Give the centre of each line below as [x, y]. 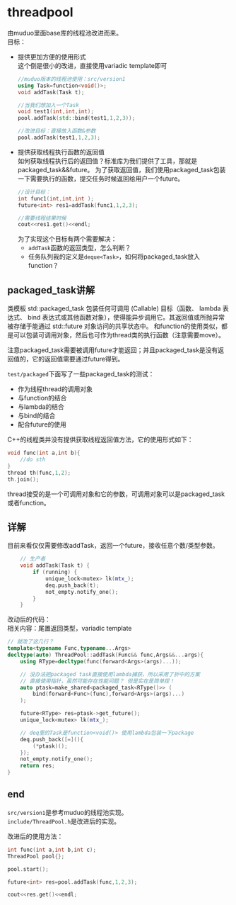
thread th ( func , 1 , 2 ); [39, 473]
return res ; [37, 766]
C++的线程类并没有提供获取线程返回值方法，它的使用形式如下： [100, 439]
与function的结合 [42, 398]
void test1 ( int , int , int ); [55, 112]
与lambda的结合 [41, 407]
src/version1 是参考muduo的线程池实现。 [67, 812]
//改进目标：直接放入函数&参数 [57, 131]
